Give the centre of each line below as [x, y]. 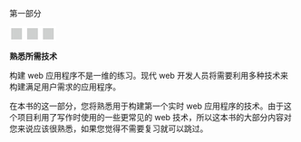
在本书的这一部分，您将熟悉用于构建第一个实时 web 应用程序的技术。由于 [146, 106]
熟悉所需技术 [33, 56]
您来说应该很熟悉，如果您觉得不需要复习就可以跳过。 [109, 128]
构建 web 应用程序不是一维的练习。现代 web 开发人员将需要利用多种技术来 [149, 76]
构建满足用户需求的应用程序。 [65, 87]
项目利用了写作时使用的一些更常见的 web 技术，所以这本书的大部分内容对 [154, 117]
